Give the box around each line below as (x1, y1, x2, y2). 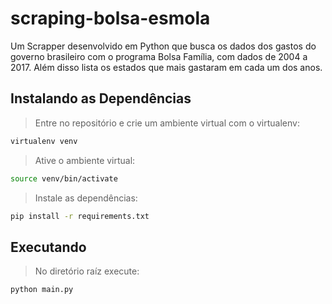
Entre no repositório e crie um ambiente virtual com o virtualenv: (34, 117, 300, 129)
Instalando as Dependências (10, 90, 192, 107)
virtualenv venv (10, 136, 78, 146)
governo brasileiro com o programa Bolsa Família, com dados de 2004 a (10, 50, 308, 62)
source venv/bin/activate (10, 173, 118, 184)
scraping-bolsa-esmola (10, 7, 211, 30)
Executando (10, 238, 87, 256)
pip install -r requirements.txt (10, 211, 150, 221)
